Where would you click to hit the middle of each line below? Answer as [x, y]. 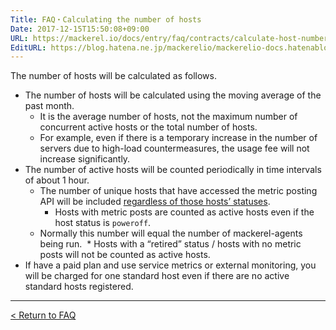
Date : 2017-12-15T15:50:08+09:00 [80, 29]
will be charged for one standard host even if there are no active [157, 276]
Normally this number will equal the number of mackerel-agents [171, 233]
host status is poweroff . [103, 223]
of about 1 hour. [57, 180]
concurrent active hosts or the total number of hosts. [148, 127]
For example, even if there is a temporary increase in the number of [178, 138]
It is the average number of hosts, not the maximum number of [168, 117]
